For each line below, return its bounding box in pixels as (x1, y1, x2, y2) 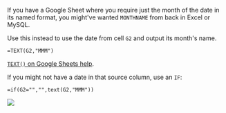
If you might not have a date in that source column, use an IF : (7, 73, 182, 81)
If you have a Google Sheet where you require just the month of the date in (7, 6, 220, 14)
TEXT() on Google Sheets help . (7, 60, 95, 68)
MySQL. (7, 21, 30, 28)
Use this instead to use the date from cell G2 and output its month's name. (7, 34, 217, 42)
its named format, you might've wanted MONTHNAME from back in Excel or (7, 13, 211, 21)
